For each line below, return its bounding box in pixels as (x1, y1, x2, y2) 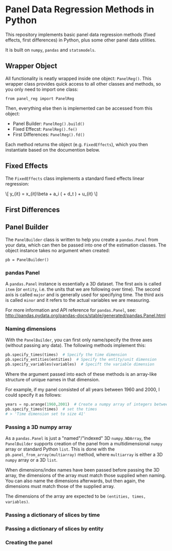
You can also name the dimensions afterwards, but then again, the (5, 478, 145, 484)
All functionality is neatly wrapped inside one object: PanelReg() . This (5, 75, 152, 81)
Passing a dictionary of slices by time (5, 511, 100, 518)
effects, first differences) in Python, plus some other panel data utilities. (5, 37, 157, 43)
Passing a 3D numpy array (5, 423, 72, 431)
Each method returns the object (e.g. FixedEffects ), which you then (5, 141, 148, 147)
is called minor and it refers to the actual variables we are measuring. (5, 297, 150, 303)
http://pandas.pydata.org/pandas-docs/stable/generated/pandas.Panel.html (5, 313, 166, 319)
